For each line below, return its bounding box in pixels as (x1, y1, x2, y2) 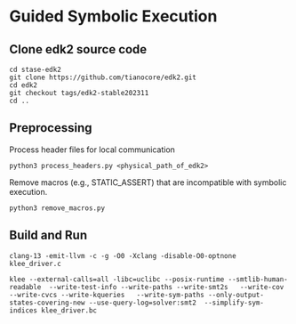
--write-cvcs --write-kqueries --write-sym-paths (9, 290, 204, 299)
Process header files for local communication (9, 144, 176, 155)
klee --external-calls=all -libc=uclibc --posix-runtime (9, 274, 225, 284)
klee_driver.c (9, 259, 62, 268)
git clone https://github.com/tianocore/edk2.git (9, 73, 197, 82)
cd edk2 (9, 81, 38, 90)
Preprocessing (9, 120, 92, 135)
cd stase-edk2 (9, 65, 62, 74)
